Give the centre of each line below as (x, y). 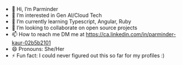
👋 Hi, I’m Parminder (35, 9)
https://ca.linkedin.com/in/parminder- (131, 34)
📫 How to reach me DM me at (48, 34)
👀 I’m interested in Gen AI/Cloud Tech (57, 15)
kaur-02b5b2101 (31, 43)
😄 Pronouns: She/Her (38, 49)
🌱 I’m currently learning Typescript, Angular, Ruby (71, 21)
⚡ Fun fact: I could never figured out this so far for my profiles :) (88, 55)
